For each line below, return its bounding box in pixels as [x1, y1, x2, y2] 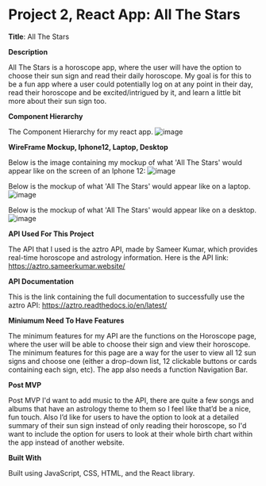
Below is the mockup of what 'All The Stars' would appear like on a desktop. [8, 205, 256, 215]
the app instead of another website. [8, 438, 125, 447]
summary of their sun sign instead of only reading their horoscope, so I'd [8, 420, 247, 430]
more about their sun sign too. [8, 96, 107, 105]
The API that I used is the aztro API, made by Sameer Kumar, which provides [8, 244, 258, 254]
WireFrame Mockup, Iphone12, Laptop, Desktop [8, 142, 168, 151]
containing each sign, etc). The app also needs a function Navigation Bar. [8, 365, 249, 374]
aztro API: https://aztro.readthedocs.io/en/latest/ [8, 300, 168, 310]
